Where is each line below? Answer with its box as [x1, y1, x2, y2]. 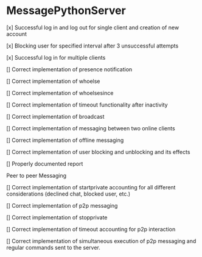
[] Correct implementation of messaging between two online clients [6, 124, 175, 132]
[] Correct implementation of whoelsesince [6, 89, 114, 96]
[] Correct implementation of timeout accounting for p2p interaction [6, 225, 176, 233]
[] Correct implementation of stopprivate [6, 214, 108, 221]
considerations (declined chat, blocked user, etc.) [6, 190, 131, 197]
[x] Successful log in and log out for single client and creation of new [6, 24, 179, 31]
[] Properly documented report [6, 160, 83, 167]
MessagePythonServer [6, 4, 126, 18]
